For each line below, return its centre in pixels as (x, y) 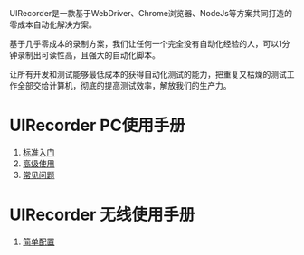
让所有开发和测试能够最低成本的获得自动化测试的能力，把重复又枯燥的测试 (148, 74)
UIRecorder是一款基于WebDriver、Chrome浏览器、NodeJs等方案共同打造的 (151, 13)
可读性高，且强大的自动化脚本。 (100, 55)
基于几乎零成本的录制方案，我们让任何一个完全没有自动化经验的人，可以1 (146, 44)
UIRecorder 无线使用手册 (102, 215)
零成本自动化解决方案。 (53, 24)
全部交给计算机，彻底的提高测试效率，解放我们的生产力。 (124, 85)
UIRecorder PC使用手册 (97, 126)
